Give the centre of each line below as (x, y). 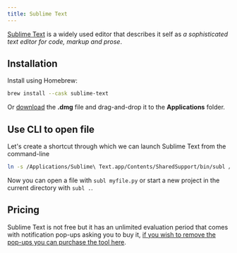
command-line (29, 154)
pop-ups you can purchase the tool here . (67, 242)
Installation (32, 64)
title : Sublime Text (38, 14)
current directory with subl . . (50, 188)
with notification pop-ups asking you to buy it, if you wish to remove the (112, 235)
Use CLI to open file (51, 129)
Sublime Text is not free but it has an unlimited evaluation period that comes (118, 227)
